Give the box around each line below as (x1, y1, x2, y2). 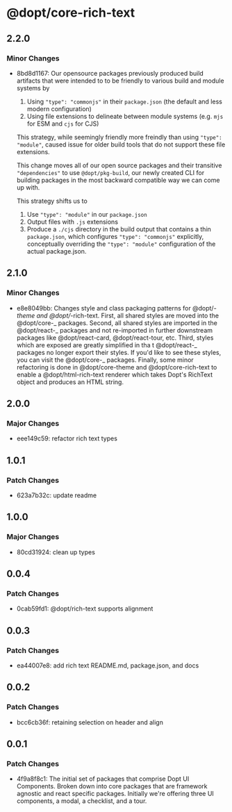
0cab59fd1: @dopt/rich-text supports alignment (16, 604, 154, 613)
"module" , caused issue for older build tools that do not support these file (16, 140, 226, 149)
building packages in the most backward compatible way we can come (16, 176, 220, 184)
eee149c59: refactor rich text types (16, 434, 117, 442)
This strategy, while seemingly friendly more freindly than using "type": (16, 133, 223, 141)
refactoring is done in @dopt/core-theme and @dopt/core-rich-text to (16, 363, 217, 371)
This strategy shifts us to (16, 197, 88, 205)
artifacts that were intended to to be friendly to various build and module (16, 76, 224, 85)
